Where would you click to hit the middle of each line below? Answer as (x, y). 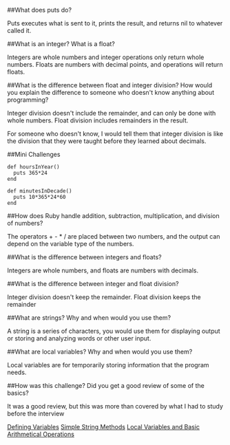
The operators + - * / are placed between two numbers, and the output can (114, 236)
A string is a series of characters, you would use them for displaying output (114, 331)
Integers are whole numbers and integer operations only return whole (106, 57)
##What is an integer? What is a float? (61, 44)
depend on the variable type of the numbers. (71, 244)
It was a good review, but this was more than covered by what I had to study (115, 406)
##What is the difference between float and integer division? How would (110, 85)
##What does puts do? (40, 10)
